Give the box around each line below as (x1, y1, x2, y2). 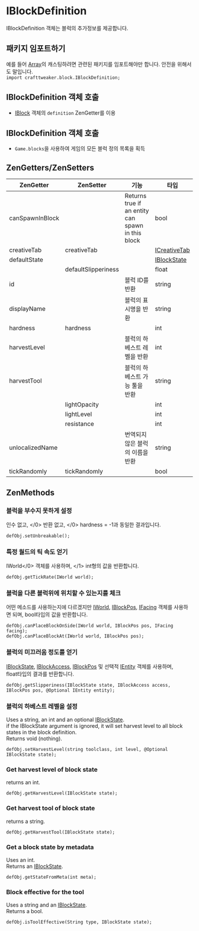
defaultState (9, 255, 43, 264)
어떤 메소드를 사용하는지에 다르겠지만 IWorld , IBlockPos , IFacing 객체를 (6, 604, 173, 611)
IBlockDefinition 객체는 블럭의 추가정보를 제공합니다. (6, 24, 129, 31)
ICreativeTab (155, 246, 190, 254)
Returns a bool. (6, 908, 43, 915)
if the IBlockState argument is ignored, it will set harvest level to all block (6, 722, 183, 730)
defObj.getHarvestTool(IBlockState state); (6, 829, 115, 835)
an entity (124, 207, 149, 215)
